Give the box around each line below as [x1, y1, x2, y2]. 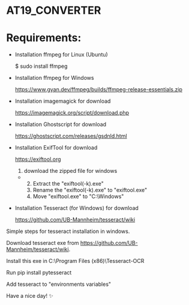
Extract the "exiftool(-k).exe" [32, 180, 104, 187]
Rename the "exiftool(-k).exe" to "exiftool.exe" [32, 187, 148, 194]
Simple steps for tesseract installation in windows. [6, 228, 130, 235]
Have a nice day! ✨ [6, 292, 53, 300]
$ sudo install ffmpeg [14, 62, 68, 70]
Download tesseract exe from [6, 240, 79, 247]
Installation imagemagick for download [14, 97, 111, 105]
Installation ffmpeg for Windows [14, 74, 94, 82]
